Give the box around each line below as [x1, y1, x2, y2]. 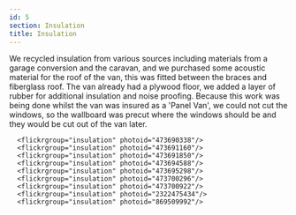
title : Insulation [9, 29, 77, 38]
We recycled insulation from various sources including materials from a [9, 54, 268, 64]
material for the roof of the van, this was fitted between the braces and [9, 72, 267, 83]
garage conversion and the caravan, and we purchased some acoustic [9, 63, 266, 73]
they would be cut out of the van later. [9, 119, 148, 130]
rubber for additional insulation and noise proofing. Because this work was [9, 91, 280, 101]
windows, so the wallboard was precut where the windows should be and [9, 109, 277, 120]
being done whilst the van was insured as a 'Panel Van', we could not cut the [9, 100, 288, 111]
